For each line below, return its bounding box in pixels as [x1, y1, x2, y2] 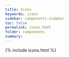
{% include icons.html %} [5, 47, 57, 53]
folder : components [5, 29, 45, 34]
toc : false [5, 20, 27, 26]
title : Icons [5, 7, 32, 12]
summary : [5, 34, 23, 39]
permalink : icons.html [5, 25, 51, 30]
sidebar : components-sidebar [5, 16, 65, 21]
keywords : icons [5, 12, 38, 16]
